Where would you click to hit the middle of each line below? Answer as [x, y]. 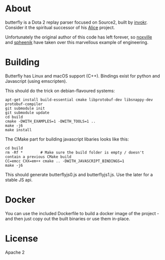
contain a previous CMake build [38, 157]
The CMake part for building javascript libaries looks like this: [67, 139]
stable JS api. [19, 180]
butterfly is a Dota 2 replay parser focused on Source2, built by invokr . [76, 22]
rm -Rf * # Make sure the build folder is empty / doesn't [75, 152]
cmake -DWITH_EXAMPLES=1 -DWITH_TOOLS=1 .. [50, 121]
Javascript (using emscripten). [36, 81]
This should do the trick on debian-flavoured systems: [60, 91]
